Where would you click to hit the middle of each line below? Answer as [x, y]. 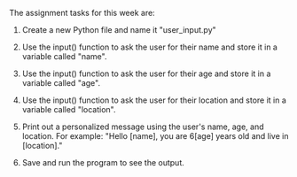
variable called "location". [69, 109]
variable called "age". [61, 83]
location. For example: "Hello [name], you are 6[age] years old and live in [155, 136]
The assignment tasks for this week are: [82, 13]
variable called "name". [64, 56]
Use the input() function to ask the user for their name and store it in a [149, 47]
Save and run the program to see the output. [103, 162]
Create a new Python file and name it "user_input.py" [119, 30]
